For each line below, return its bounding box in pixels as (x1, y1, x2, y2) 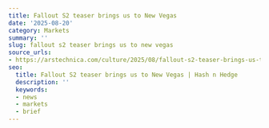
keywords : (15, 85, 48, 94)
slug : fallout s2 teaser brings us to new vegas (8, 41, 174, 49)
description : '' (15, 78, 70, 86)
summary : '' (8, 33, 48, 42)
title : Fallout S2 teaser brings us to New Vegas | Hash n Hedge (15, 71, 239, 79)
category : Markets (8, 26, 70, 34)
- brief (15, 108, 42, 116)
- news (15, 93, 38, 101)
